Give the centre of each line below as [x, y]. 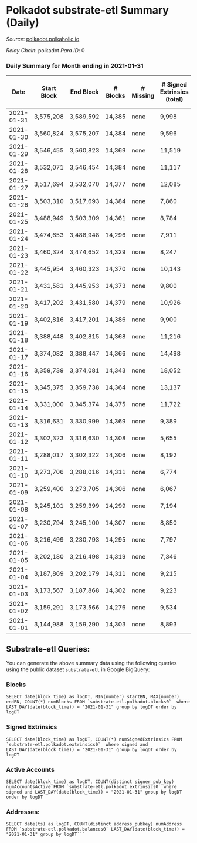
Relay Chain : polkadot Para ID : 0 [45, 50]
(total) [174, 99]
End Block [84, 92]
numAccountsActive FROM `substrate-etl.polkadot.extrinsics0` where [91, 786]
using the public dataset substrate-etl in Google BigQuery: [78, 669]
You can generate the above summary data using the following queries [91, 663]
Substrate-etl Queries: [48, 649]
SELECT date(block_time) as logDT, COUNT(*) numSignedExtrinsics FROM [94, 739]
